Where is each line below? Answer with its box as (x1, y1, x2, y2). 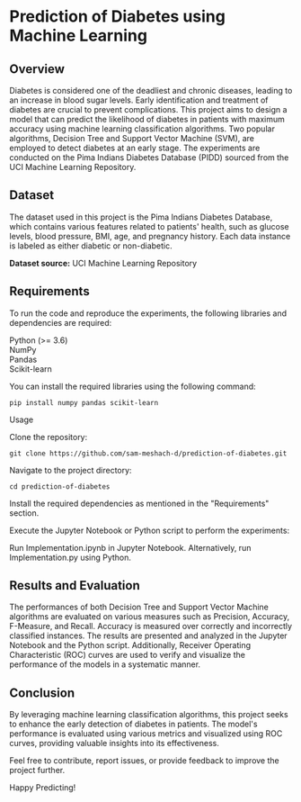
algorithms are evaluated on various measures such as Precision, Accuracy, (9, 611, 290, 622)
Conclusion (9, 685, 75, 700)
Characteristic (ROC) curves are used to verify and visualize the (9, 650, 245, 661)
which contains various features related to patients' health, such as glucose (9, 221, 289, 231)
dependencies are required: (9, 317, 112, 328)
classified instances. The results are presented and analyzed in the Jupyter (9, 630, 288, 641)
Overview (9, 61, 66, 77)
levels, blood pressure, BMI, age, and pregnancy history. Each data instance (9, 230, 291, 241)
